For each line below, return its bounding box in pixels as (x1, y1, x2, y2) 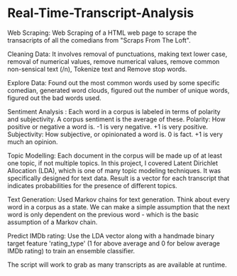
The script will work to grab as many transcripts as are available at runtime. (7, 260, 227, 269)
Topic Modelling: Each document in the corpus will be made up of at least (7, 151, 222, 160)
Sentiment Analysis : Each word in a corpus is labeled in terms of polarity (7, 107, 221, 116)
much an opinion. (7, 137, 58, 146)
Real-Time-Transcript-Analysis (7, 5, 194, 21)
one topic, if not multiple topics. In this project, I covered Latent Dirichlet (7, 158, 219, 167)
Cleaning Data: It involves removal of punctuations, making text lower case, (7, 50, 228, 58)
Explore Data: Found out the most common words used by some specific (7, 78, 220, 87)
